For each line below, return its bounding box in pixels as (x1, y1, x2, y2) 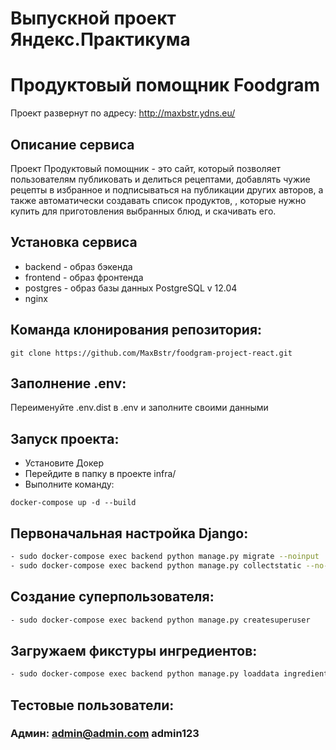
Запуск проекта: (10, 430, 120, 447)
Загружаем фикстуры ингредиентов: (10, 642, 258, 659)
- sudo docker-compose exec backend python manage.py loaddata (10, 669, 280, 679)
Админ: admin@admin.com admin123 (10, 727, 200, 741)
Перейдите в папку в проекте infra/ (24, 468, 177, 480)
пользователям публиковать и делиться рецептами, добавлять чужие (10, 173, 311, 185)
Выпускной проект (10, 7, 177, 30)
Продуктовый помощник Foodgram (10, 74, 321, 97)
